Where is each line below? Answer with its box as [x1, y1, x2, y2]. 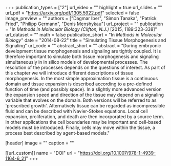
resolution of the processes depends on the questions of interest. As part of [5, 64, 165, 70]
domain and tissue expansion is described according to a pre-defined [5, 81, 153, 87]
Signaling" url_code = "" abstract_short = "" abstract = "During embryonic [5, 43, 161, 48]
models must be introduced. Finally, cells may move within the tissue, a [5, 124, 155, 131]
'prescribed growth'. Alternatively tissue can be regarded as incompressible [5, 103, 165, 108]
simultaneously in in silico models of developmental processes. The [5, 59, 148, 65]
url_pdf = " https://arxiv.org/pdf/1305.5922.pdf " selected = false [5, 10, 140, 16]
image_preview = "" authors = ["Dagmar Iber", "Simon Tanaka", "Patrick [5, 15, 157, 21]
